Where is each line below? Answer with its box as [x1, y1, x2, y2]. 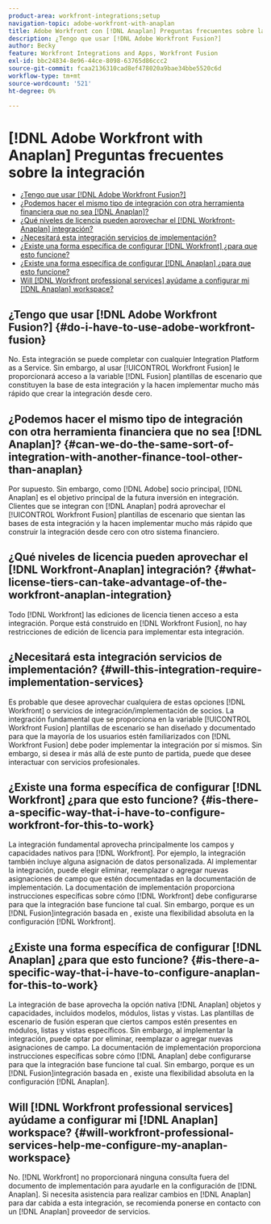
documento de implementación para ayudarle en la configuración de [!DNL [8, 1181, 257, 1190]
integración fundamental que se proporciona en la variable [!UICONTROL [8, 714, 252, 724]
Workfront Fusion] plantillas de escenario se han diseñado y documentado [8, 722, 256, 732]
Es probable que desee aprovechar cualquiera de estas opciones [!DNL [8, 696, 246, 707]
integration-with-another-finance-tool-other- [8, 450, 244, 464]
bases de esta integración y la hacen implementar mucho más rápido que [8, 518, 252, 528]
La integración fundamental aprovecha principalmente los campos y [8, 839, 235, 849]
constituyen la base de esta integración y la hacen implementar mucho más [8, 381, 260, 390]
